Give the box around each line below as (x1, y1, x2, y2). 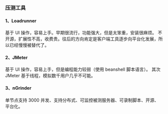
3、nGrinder (5, 85, 31, 91)
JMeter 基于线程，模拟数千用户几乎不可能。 (5, 73, 96, 79)
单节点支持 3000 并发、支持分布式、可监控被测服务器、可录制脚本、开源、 (5, 97, 159, 103)
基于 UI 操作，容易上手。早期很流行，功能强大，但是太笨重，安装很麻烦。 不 (5, 30, 162, 36)
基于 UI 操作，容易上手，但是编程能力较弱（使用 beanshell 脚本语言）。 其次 (5, 66, 161, 73)
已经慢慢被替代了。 (9, 42, 49, 48)
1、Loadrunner (5, 17, 36, 23)
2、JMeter (5, 54, 28, 60)
